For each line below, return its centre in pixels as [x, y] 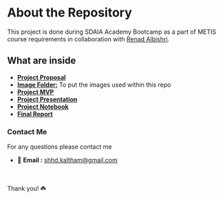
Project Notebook [43, 106]
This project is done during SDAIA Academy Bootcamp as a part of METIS [112, 32]
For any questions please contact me [60, 147]
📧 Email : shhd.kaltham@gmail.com [67, 160]
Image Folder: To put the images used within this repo [94, 85]
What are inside [42, 61]
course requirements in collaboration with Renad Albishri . [88, 39]
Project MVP [35, 92]
